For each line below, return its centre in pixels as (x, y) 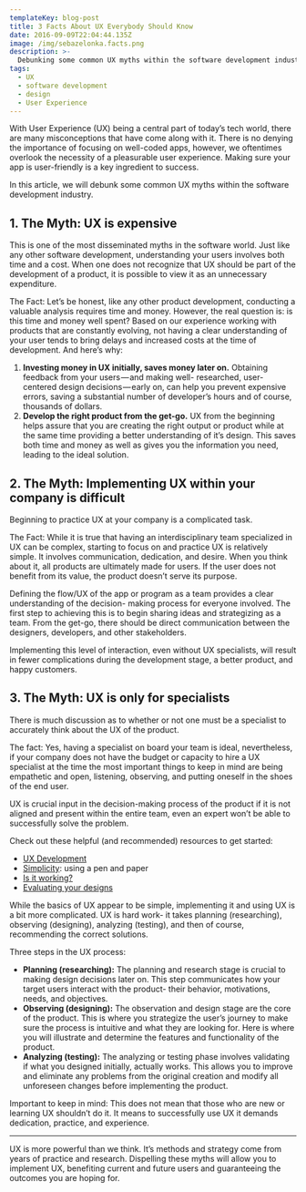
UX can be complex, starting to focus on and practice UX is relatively (139, 547)
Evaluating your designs (68, 887)
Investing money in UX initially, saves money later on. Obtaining (145, 368)
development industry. (51, 195)
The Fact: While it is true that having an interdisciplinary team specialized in (151, 537)
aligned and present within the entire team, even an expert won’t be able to (150, 813)
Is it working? (47, 878)
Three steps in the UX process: (67, 951)
